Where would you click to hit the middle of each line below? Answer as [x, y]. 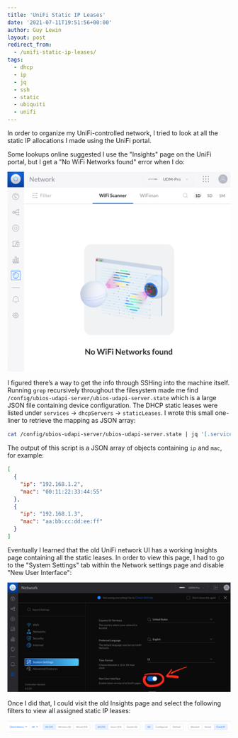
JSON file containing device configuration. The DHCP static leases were [113, 405]
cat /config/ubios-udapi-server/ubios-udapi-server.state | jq [103, 435]
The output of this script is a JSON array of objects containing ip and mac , [115, 448]
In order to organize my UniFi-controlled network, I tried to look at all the [113, 133]
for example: [26, 455]
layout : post [27, 38]
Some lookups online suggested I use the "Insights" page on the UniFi [109, 154]
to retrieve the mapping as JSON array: [79, 421]
